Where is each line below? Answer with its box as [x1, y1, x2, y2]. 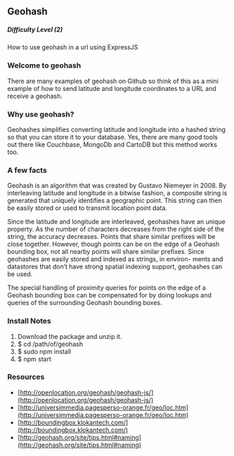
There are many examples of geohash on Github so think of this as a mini [7, 77, 219, 85]
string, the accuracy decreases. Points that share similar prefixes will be [7, 233, 216, 241]
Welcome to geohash [7, 61, 82, 70]
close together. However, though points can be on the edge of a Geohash [7, 240, 220, 249]
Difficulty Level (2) [7, 25, 63, 34]
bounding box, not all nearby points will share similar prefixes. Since [7, 247, 204, 256]
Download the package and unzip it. [17, 332, 122, 340]
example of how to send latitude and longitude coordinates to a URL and [7, 84, 216, 92]
